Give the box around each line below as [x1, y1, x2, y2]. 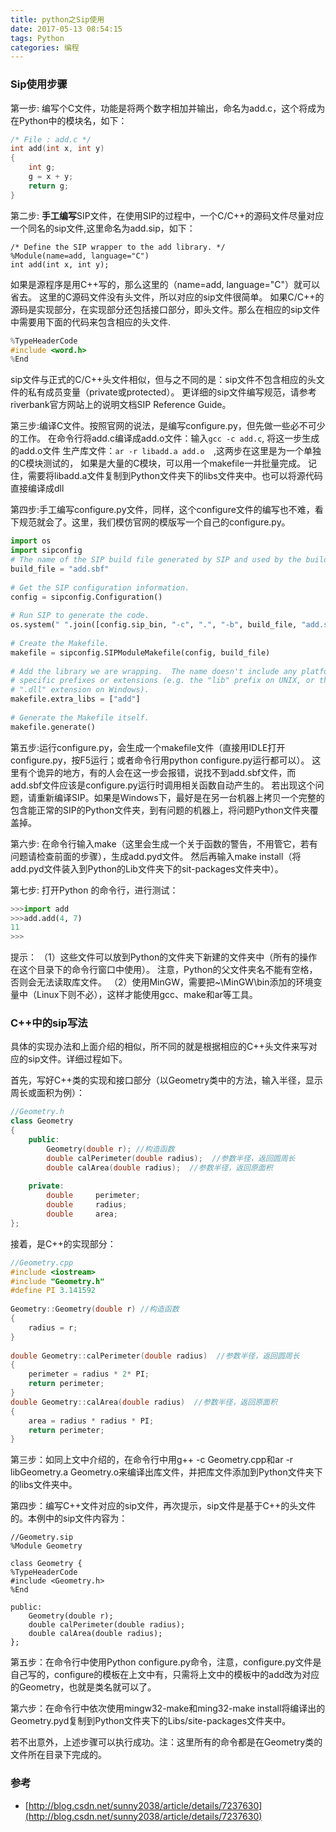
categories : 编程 [10, 42, 80, 53]
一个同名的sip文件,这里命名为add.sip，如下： [10, 222, 196, 234]
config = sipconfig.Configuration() [10, 592, 163, 602]
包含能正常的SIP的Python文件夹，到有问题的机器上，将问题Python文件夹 [10, 804, 310, 816]
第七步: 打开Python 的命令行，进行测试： [10, 884, 179, 896]
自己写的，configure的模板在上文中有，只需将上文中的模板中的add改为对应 [10, 1669, 320, 1681]
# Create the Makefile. [10, 638, 110, 648]
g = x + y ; [28, 172, 74, 182]
